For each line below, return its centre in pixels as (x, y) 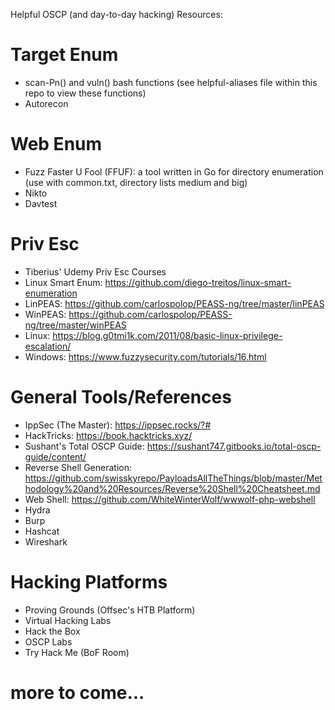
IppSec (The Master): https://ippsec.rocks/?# (118, 425)
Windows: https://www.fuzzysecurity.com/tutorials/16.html (145, 356)
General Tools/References (121, 397)
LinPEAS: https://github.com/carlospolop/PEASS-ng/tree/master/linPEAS (174, 303)
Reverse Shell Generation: (78, 467)
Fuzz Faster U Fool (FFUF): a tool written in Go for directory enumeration (174, 171)
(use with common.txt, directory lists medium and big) (136, 182)
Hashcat (42, 531)
